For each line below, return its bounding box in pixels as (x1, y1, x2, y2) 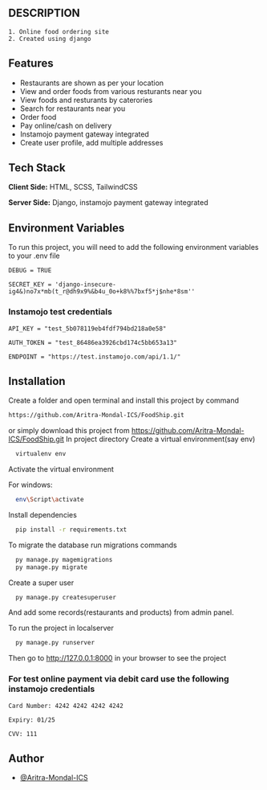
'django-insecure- (55, 280, 116, 289)
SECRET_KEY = (8, 280, 52, 289)
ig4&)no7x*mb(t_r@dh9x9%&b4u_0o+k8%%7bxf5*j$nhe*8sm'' (8, 288, 196, 296)
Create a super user (8, 578, 75, 587)
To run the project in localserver (8, 623, 114, 633)
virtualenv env (15, 450, 67, 458)
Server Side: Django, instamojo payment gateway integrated (8, 198, 208, 207)
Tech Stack (8, 161, 66, 175)
